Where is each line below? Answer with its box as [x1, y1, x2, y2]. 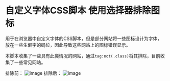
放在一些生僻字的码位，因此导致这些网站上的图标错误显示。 [5, 42, 131, 48]
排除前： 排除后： [5, 70, 62, 76]
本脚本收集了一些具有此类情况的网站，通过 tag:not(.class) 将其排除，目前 [5, 52, 161, 59]
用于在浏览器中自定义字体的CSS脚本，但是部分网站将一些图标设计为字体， [5, 35, 162, 42]
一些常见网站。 [14, 59, 46, 65]
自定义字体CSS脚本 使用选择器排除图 [5, 5, 160, 16]
